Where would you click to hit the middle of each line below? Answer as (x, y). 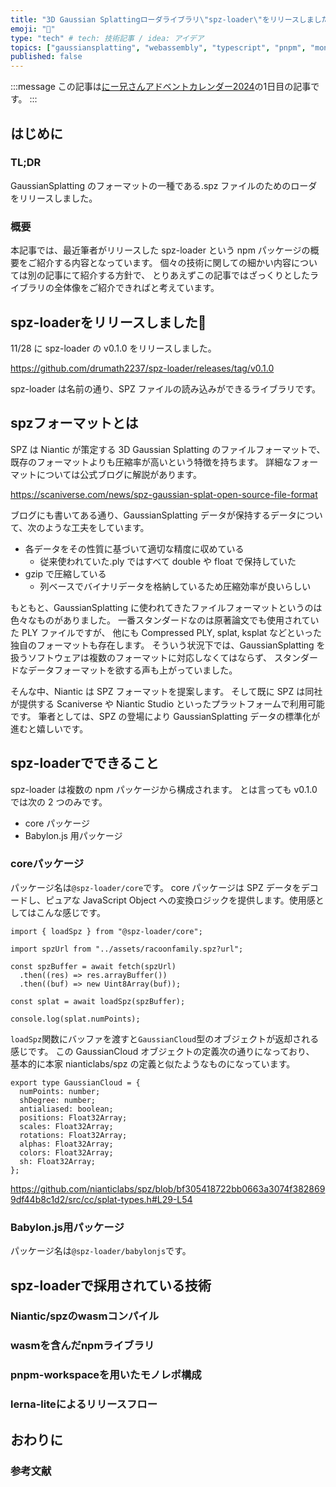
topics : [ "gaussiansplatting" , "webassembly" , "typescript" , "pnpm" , (158, 47)
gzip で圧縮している (65, 573)
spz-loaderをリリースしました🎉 (108, 322)
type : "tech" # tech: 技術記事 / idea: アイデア (107, 38)
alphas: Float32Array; (66, 1144)
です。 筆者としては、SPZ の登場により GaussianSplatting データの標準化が (165, 716)
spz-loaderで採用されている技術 (111, 1285)
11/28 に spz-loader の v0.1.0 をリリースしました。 (113, 348)
